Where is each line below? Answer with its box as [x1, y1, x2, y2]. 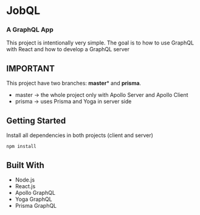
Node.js [15, 176, 35, 183]
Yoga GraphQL [15, 196, 53, 203]
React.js [15, 182, 36, 189]
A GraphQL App [6, 26, 53, 34]
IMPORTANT [6, 63, 55, 74]
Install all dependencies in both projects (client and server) [6, 132, 154, 139]
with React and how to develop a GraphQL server [6, 46, 129, 53]
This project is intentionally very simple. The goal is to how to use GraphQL [6, 39, 195, 46]
